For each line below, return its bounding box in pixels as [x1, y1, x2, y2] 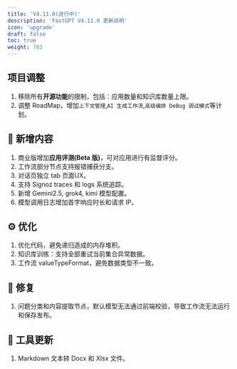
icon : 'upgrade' [7, 24, 56, 31]
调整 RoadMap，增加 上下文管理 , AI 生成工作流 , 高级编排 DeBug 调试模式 [17, 101, 210, 109]
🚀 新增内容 [7, 133, 53, 145]
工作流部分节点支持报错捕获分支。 [17, 162, 118, 171]
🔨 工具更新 [7, 333, 53, 346]
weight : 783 [7, 44, 43, 51]
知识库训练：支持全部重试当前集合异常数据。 [17, 250, 149, 258]
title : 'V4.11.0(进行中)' [7, 10, 81, 18]
